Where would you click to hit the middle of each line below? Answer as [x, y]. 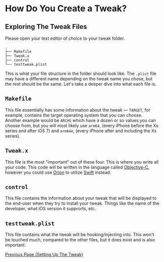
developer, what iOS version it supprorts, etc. [51, 209]
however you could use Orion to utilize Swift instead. [58, 172]
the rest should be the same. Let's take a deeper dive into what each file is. [81, 84]
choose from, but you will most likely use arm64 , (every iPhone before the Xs [82, 125]
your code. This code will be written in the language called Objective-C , [77, 167]
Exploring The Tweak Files [46, 27]
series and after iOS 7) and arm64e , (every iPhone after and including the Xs [81, 131]
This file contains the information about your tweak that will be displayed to [81, 198]
